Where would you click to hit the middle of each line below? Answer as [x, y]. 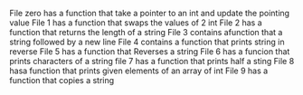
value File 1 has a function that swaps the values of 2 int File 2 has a [136, 23]
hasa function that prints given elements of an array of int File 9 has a [139, 71]
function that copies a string [62, 80]
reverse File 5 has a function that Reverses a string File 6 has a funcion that [150, 52]
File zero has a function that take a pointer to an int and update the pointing [150, 13]
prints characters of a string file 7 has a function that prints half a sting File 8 [152, 61]
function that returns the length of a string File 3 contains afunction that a [146, 32]
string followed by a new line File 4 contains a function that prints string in [147, 42]
